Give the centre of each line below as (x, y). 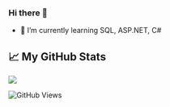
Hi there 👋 (28, 13)
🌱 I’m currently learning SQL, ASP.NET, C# (91, 31)
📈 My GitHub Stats (57, 57)
